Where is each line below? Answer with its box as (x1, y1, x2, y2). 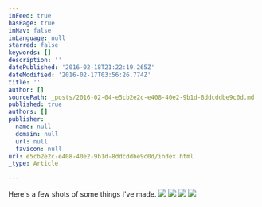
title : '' (8, 78, 41, 86)
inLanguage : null (8, 33, 66, 42)
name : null (15, 123, 52, 131)
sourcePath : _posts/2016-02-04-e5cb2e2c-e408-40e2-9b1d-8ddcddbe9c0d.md (8, 93, 255, 101)
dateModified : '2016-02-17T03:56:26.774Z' (8, 71, 151, 79)
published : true (8, 100, 62, 108)
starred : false (8, 41, 59, 49)
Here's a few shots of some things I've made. (8, 189, 157, 199)
